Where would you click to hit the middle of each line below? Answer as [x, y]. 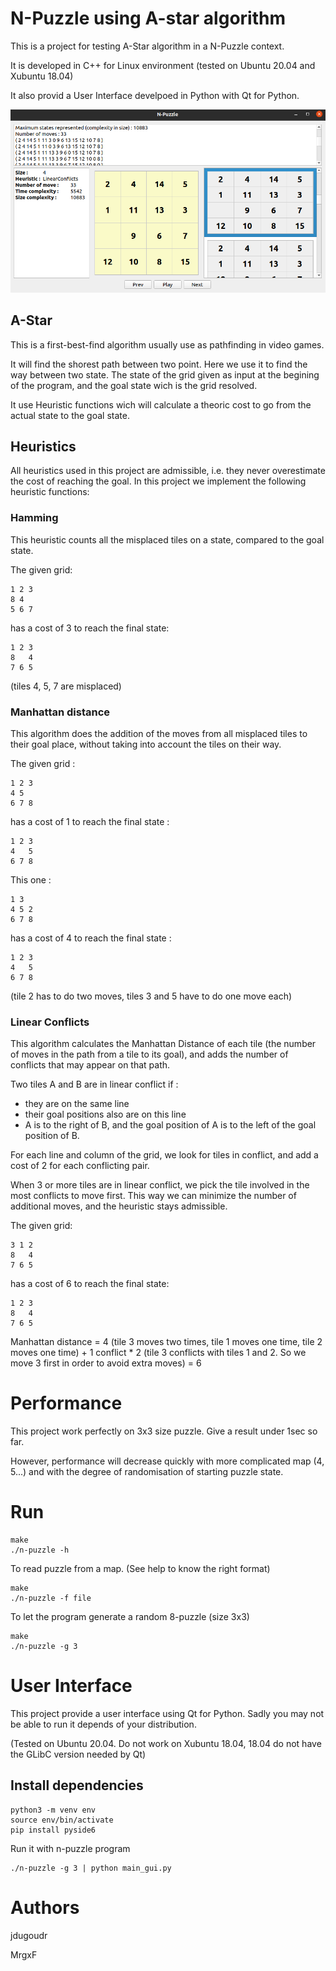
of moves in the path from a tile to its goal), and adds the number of [149, 1054]
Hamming [34, 518]
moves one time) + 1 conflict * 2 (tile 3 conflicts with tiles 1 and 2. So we [158, 1353]
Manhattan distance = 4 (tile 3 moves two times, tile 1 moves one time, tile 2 [166, 1342]
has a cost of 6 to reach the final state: [90, 1284]
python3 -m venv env [53, 1810]
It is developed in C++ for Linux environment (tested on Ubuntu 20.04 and [163, 65]
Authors [45, 1908]
